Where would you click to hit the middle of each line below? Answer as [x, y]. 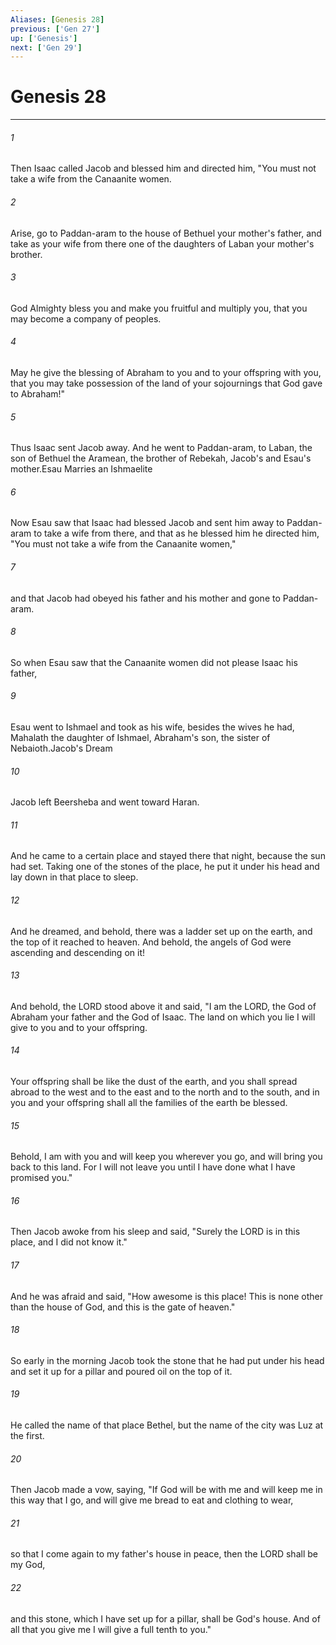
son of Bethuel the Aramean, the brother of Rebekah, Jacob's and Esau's [161, 458]
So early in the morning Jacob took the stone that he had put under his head [167, 1360]
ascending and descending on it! [77, 952]
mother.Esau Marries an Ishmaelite [81, 469]
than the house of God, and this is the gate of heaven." [123, 1307]
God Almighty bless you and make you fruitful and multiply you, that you [159, 308]
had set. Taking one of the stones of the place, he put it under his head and [165, 867]
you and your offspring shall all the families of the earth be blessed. [149, 1103]
